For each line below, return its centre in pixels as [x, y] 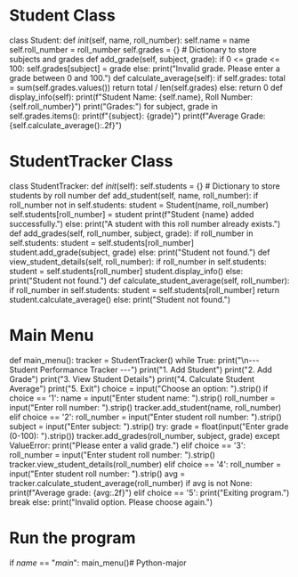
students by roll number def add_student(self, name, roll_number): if [134, 195]
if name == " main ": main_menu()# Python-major [98, 563]
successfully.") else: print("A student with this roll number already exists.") [145, 223]
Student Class [62, 16]
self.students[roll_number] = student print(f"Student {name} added [132, 214]
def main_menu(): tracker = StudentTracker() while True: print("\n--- [134, 360]
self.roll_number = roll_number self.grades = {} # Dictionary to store [133, 49]
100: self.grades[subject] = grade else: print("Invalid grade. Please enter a [145, 69]
